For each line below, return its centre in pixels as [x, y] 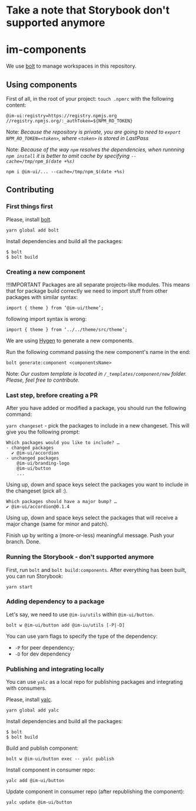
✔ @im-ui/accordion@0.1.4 [38, 507]
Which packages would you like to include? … [63, 443]
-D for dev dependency [43, 654]
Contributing [30, 190]
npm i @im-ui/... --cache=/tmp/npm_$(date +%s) [66, 171]
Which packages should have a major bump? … [62, 502]
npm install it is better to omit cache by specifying [68, 155]
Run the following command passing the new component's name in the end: [98, 352]
